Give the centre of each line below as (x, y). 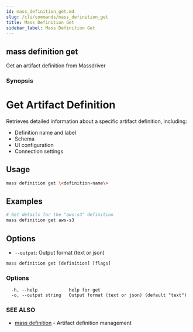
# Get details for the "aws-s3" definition (60, 215)
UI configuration (34, 145)
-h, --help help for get (56, 290)
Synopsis (20, 81)
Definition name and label (45, 132)
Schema (25, 139)
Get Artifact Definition (61, 105)
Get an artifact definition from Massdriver (56, 66)
